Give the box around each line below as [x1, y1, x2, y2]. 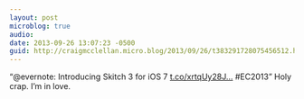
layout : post [9, 13, 59, 22]
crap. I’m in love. [9, 81, 71, 92]
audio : [9, 30, 34, 39]
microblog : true [9, 22, 71, 31]
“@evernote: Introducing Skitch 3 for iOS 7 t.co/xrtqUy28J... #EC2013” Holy [9, 71, 292, 82]
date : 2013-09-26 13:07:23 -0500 [9, 38, 136, 48]
